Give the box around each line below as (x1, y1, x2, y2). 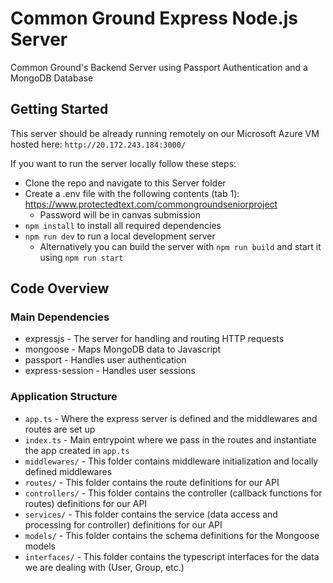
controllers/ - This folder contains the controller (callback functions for (24, 487, 323, 499)
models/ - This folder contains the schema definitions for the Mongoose (24, 529, 320, 541)
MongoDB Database (10, 72, 94, 84)
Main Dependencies (10, 310, 110, 324)
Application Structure (10, 390, 118, 404)
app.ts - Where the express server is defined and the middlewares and (24, 412, 318, 424)
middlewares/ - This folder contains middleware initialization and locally (24, 455, 319, 467)
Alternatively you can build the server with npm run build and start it (39, 240, 322, 252)
